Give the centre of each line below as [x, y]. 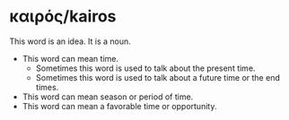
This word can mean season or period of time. [108, 97]
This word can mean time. [70, 58]
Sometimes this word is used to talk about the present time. [145, 68]
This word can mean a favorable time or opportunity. [119, 106]
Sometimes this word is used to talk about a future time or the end [158, 77]
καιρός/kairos [63, 17]
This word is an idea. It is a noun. [70, 41]
